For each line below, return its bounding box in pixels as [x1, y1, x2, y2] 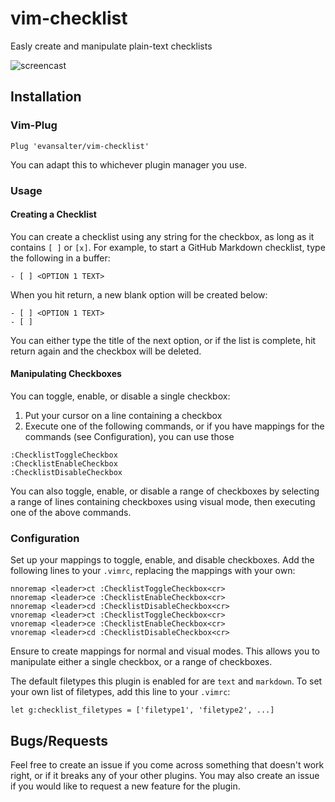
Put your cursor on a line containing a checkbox [24, 409, 223, 421]
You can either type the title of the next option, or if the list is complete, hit [10, 334, 317, 346]
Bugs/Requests [10, 732, 109, 749]
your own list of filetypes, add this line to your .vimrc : [10, 686, 231, 698]
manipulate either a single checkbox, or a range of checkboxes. [10, 656, 273, 668]
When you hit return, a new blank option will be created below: [10, 288, 268, 301]
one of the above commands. [10, 506, 132, 518]
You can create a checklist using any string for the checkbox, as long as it [10, 230, 315, 242]
